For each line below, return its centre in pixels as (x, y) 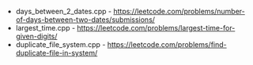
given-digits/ (36, 36)
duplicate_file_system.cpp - (60, 45)
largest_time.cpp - (45, 28)
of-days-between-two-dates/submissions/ (85, 20)
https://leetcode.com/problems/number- (179, 11)
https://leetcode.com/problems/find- (167, 45)
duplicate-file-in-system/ (57, 53)
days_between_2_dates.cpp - (64, 11)
